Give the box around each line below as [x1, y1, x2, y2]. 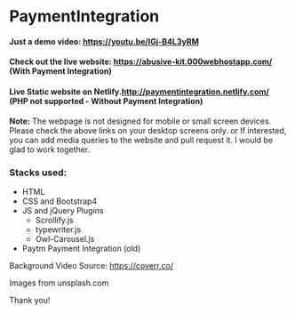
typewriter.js [35, 224, 82, 235]
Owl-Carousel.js [35, 233, 95, 244]
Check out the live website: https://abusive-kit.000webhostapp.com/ [9, 56, 273, 68]
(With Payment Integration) [9, 66, 113, 76]
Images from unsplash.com [9, 278, 109, 288]
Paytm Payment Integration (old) [21, 243, 141, 254]
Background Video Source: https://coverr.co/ [9, 260, 174, 270]
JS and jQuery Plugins [21, 205, 104, 215]
